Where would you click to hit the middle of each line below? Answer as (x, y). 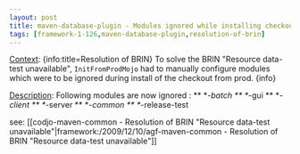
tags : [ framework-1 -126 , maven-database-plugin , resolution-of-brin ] (137, 34)
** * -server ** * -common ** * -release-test (110, 105)
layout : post (33, 17)
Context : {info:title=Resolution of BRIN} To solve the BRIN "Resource (135, 60)
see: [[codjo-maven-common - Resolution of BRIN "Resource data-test (140, 122)
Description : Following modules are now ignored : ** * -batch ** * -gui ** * (144, 95)
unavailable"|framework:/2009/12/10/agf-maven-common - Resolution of (144, 132)
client (19, 105)
